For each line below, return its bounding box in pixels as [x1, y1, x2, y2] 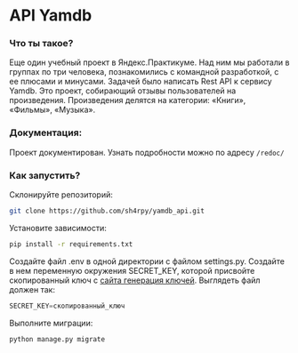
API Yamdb [9, 5, 93, 26]
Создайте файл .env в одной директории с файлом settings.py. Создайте [9, 255, 285, 267]
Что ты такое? [9, 37, 74, 50]
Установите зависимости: [9, 222, 107, 233]
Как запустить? [9, 169, 81, 181]
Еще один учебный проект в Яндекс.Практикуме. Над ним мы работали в [9, 57, 290, 68]
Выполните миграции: [9, 317, 93, 328]
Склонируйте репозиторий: [9, 189, 114, 200]
